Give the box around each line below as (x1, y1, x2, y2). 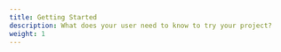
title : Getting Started (9, 12, 98, 22)
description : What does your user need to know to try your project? (9, 21, 273, 30)
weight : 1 (9, 29, 46, 38)
